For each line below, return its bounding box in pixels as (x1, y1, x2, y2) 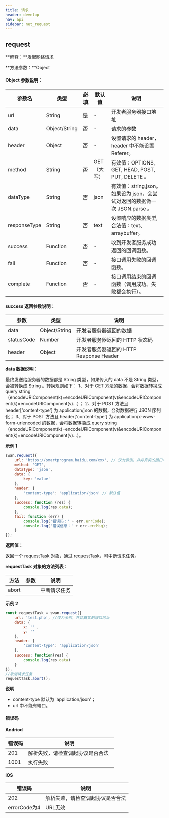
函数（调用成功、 (111, 281, 152, 288)
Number (40, 336, 59, 343)
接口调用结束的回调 (111, 273, 157, 280)
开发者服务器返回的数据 (76, 327, 132, 334)
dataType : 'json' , (14, 467, 53, 472)
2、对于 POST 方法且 (84, 401, 129, 407)
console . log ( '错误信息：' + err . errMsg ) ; (23, 523, 108, 528)
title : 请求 (5, 7, 29, 13)
